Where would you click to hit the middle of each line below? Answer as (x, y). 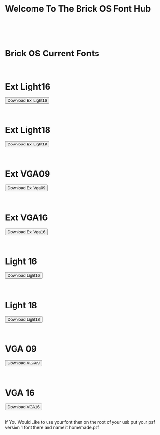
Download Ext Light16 (27, 100)
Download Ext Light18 (27, 144)
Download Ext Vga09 (26, 188)
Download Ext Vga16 (26, 232)
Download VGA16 (24, 407)
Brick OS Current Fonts (52, 53)
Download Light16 (24, 275)
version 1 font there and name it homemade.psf (52, 427)
